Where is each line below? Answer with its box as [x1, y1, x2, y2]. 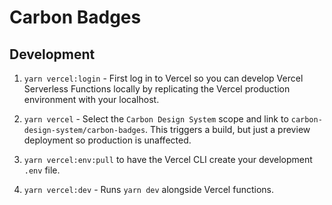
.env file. [23, 164, 61, 176]
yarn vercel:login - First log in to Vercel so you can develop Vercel [23, 72, 304, 84]
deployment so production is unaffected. [23, 134, 192, 146]
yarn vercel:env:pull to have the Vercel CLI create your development [23, 154, 313, 165]
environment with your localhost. [23, 94, 160, 105]
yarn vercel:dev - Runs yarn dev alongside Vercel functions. [23, 184, 274, 195]
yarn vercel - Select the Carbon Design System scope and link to [23, 113, 289, 125]
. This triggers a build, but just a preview [145, 124, 311, 135]
